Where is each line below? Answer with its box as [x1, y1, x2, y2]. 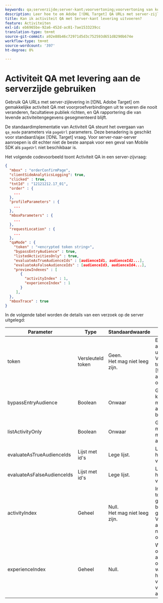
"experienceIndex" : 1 [24, 281, 70, 286]
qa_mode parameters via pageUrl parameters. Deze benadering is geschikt [5, 129, 151, 135]
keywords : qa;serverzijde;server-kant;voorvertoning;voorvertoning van [5, 7, 153, 12]
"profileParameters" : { [9, 199, 60, 204]
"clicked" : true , [9, 177, 47, 182]
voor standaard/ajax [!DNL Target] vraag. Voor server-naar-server [5, 134, 137, 140]
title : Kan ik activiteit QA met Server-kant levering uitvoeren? [5, 16, 142, 21]
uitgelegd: [5, 317, 25, 323]
